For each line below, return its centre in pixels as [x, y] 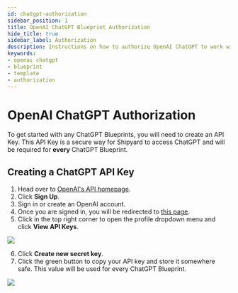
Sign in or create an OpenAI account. [72, 204]
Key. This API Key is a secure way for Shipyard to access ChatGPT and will [116, 142]
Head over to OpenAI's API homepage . [74, 189]
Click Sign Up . [39, 197]
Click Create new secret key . [61, 254]
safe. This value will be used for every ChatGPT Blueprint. [102, 269]
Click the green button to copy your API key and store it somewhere [117, 261]
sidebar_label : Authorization [52, 40]
